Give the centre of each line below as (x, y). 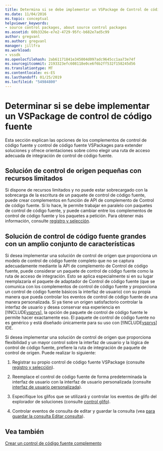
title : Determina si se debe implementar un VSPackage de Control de (77, 9)
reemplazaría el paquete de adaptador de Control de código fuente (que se (80, 281)
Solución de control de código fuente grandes (76, 236)
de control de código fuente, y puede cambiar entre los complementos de (79, 211)
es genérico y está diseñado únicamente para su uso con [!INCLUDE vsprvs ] (81, 323)
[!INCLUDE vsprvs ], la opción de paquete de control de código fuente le (76, 312)
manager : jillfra (23, 46)
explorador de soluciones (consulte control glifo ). (61, 402)
